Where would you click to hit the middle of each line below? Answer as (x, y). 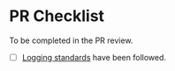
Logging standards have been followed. (94, 57)
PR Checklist (57, 16)
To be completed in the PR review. (71, 40)
